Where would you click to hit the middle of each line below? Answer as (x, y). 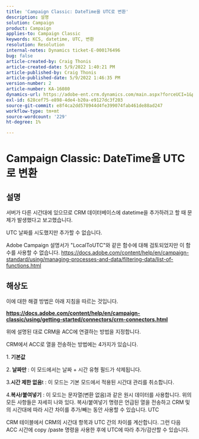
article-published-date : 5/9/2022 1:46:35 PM (63, 78)
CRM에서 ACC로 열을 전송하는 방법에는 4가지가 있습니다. (72, 344)
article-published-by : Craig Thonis (51, 72)
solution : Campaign (30, 23)
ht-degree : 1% (24, 122)
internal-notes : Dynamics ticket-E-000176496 (63, 50)
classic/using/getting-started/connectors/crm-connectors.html (87, 319)
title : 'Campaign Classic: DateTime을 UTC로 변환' (68, 12)
